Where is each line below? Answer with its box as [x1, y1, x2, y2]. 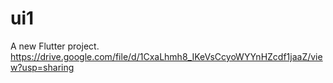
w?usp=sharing [10, 61, 75, 73]
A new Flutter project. [10, 40, 100, 52]
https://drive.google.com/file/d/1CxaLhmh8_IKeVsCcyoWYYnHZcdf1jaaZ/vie [10, 50, 323, 62]
